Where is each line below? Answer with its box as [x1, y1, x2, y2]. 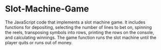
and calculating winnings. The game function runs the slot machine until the [5, 35, 157, 40]
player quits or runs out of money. [5, 39, 73, 45]
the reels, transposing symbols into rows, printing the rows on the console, [5, 29, 154, 35]
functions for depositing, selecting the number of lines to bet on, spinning [5, 24, 152, 30]
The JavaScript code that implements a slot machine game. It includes [5, 19, 145, 25]
